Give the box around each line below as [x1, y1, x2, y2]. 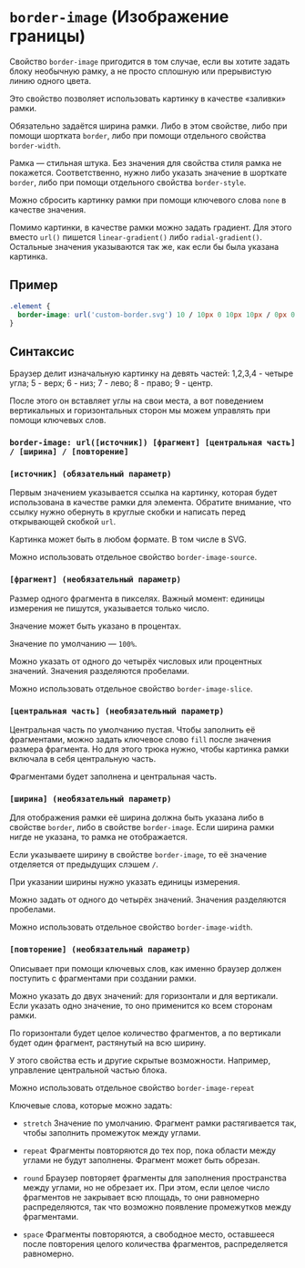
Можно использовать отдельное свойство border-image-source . [9, 552, 258, 563]
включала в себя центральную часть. [9, 754, 157, 764]
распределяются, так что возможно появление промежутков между [22, 1201, 291, 1212]
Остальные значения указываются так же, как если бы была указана [9, 241, 280, 252]
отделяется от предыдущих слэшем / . [9, 859, 159, 870]
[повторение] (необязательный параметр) [9, 944, 191, 955]
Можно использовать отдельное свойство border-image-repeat [9, 1082, 255, 1093]
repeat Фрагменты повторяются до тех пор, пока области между [22, 1145, 276, 1156]
